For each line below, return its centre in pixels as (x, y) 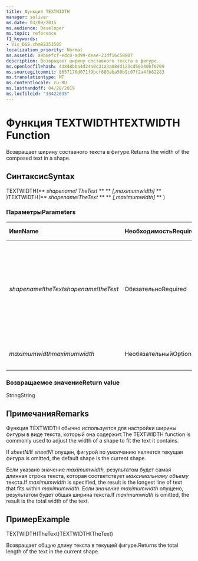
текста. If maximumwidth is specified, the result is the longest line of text (94, 482)
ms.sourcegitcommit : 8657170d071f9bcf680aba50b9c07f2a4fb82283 (85, 72)
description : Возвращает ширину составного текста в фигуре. (83, 61)
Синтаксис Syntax (40, 176)
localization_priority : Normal (44, 50)
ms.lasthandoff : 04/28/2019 (41, 88)
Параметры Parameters (41, 212)
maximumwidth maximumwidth (52, 354)
